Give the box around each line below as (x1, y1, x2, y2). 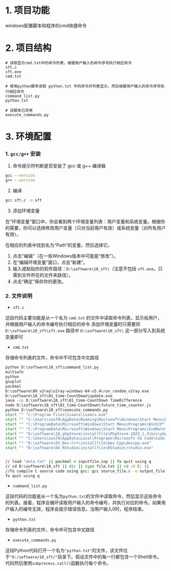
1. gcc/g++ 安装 (5, 150, 41, 157)
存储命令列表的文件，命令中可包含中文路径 (5, 526, 95, 533)
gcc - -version (5, 173, 36, 178)
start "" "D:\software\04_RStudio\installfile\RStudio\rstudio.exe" (5, 446, 154, 451)
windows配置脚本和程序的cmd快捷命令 (5, 22, 87, 29)
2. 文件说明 (5, 292, 33, 299)
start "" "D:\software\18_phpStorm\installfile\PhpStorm (5, 431, 129, 436)
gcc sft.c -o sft (5, 198, 42, 203)
